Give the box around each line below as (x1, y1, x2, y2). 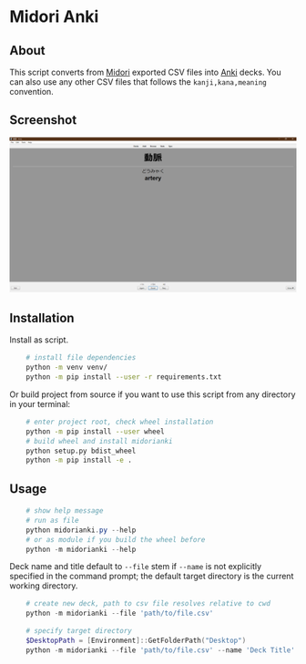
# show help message (25, 506, 104, 516)
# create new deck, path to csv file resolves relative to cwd (25, 599, 271, 608)
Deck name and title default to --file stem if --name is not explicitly (9, 561, 262, 572)
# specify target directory (25, 627, 132, 636)
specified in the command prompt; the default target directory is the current (9, 571, 294, 582)
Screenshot (9, 112, 77, 128)
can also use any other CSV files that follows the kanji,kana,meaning (9, 77, 267, 87)
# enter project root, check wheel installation (25, 417, 214, 426)
